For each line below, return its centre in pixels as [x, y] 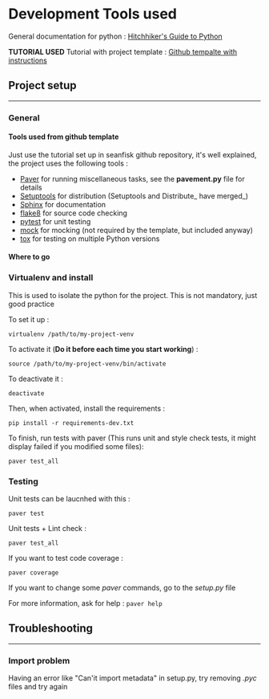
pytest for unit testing [55, 221]
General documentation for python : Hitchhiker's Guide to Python [115, 36]
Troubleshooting [51, 629]
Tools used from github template [64, 137]
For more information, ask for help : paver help [85, 603]
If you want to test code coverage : [66, 558]
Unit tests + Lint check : [47, 529]
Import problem [39, 660]
